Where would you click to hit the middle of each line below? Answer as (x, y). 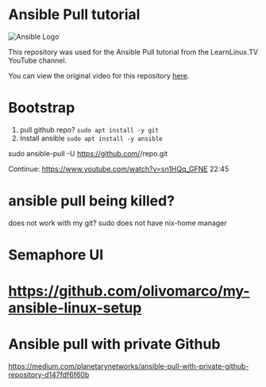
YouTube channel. (38, 60)
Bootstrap (42, 108)
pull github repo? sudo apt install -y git (89, 129)
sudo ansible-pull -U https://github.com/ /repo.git (88, 153)
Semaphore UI (56, 255)
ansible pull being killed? (92, 201)
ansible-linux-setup (75, 308)
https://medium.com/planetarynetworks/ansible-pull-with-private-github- (129, 366)
